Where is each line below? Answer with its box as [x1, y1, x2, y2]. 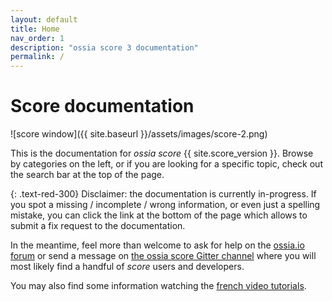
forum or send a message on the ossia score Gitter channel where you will [10, 250, 317, 262]
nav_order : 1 [10, 33, 65, 43]
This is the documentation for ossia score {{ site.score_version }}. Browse [10, 147, 314, 160]
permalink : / [10, 52, 65, 62]
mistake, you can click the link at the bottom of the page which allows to [10, 209, 308, 221]
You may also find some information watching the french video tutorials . [10, 280, 307, 292]
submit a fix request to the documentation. [10, 220, 186, 232]
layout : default [10, 14, 78, 25]
